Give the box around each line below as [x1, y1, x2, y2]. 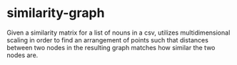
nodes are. [6, 51, 39, 59]
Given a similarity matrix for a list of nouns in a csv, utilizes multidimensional [6, 28, 231, 37]
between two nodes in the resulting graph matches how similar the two [6, 43, 216, 52]
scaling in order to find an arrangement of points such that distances [6, 35, 208, 44]
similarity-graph [6, 5, 105, 21]
